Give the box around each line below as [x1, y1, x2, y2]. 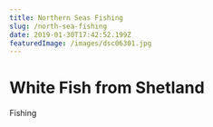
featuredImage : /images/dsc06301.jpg [9, 38, 152, 48]
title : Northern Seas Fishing [9, 13, 124, 23]
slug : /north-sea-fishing [9, 22, 107, 31]
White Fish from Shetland [9, 78, 206, 98]
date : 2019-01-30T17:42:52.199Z [9, 30, 131, 39]
